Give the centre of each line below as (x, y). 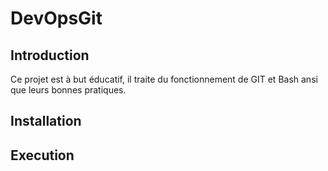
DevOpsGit (56, 18)
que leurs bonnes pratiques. (68, 90)
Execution (42, 155)
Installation (46, 121)
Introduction (50, 55)
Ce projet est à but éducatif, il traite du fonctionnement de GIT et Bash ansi (164, 79)
